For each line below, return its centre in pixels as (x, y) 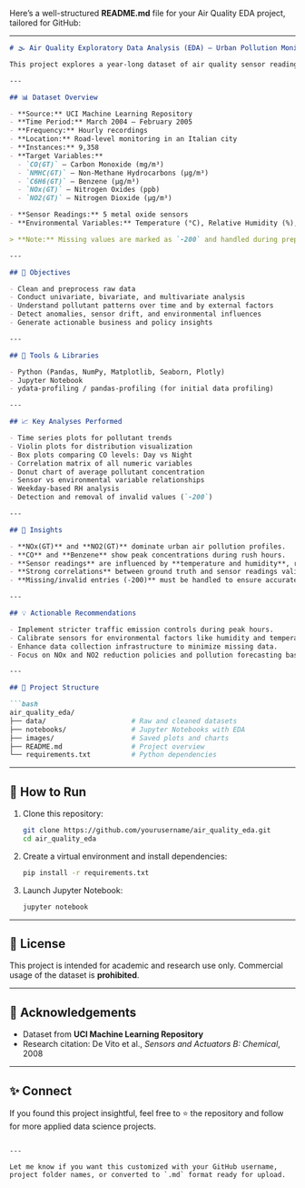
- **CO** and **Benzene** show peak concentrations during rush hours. (148, 555)
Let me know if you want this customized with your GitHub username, (144, 1167)
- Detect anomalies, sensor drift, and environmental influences (135, 314)
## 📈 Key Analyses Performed (66, 422)
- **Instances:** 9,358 (54, 147)
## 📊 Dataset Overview (54, 97)
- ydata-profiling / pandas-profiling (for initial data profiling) (142, 389)
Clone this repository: (63, 814)
